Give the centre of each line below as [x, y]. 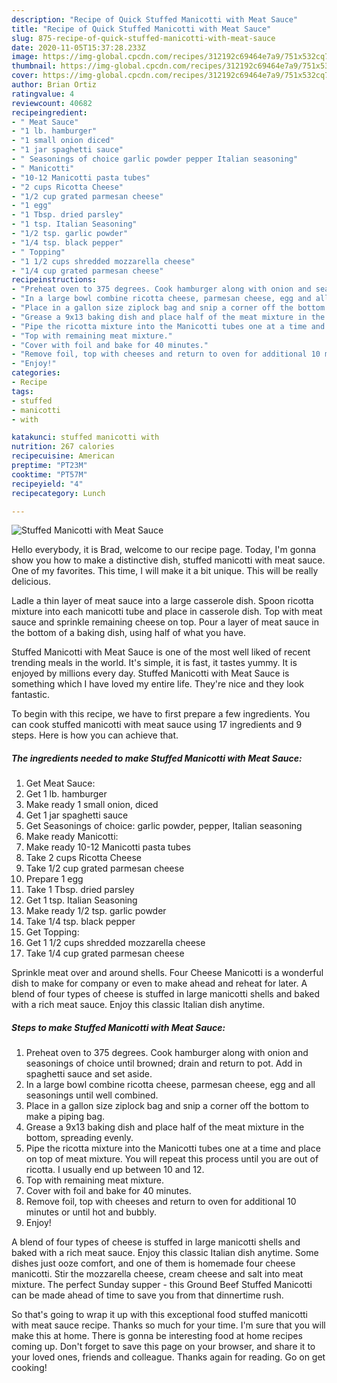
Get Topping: [52, 932]
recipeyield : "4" [47, 484]
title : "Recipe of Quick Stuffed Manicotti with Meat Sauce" [141, 29]
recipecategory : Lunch [58, 493]
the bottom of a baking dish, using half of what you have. [128, 633]
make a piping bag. [65, 1117]
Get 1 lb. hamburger [66, 794]
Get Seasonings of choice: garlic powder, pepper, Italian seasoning [164, 826]
